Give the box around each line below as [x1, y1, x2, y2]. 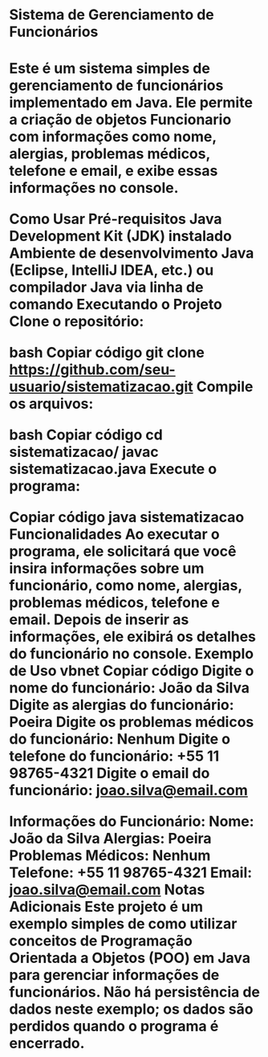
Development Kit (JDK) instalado [9, 227, 232, 246]
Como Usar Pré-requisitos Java [9, 210, 223, 228]
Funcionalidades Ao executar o [9, 525, 220, 544]
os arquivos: [9, 395, 94, 413]
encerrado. [9, 1035, 85, 1053]
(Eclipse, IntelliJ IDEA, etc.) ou [9, 261, 214, 280]
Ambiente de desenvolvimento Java [9, 244, 254, 263]
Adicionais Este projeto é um [9, 898, 204, 916]
